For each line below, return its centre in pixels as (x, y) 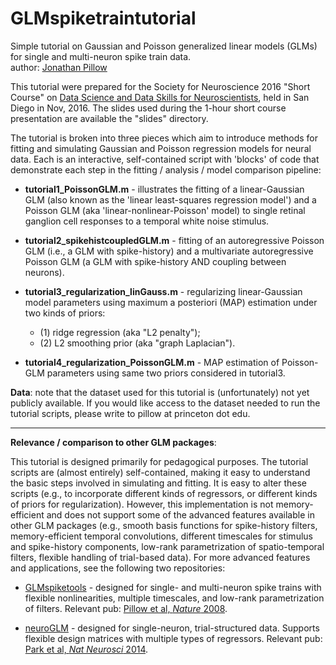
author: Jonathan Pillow (59, 67)
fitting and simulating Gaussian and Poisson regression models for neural (161, 148)
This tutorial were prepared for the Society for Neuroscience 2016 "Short (160, 86)
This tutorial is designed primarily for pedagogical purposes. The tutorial (159, 461)
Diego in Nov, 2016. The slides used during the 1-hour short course (148, 108)
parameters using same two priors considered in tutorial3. (166, 373)
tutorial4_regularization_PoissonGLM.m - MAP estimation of (152, 362)
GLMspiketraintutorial (103, 18)
